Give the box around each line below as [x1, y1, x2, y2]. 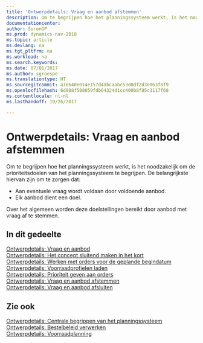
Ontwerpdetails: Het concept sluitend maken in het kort [6, 252, 144, 259]
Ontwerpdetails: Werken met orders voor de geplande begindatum [6, 258, 172, 266]
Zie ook [6, 301, 35, 312]
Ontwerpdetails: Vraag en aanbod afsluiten [6, 284, 113, 291]
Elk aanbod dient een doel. [14, 194, 82, 201]
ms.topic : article [6, 37, 53, 43]
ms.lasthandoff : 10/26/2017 [6, 98, 77, 104]
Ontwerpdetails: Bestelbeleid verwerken [6, 324, 106, 331]
